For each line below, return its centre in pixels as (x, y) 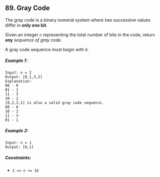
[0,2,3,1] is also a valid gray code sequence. (55, 103)
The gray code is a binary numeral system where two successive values (78, 20)
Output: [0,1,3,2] (24, 77)
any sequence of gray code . (34, 40)
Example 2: (17, 131)
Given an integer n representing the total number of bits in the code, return (80, 34)
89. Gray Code (27, 8)
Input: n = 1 (18, 143)
